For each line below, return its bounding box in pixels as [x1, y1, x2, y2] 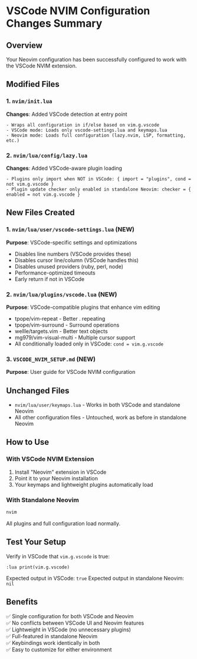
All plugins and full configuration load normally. [6, 519, 121, 527]
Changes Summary [6, 17, 103, 30]
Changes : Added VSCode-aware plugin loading [6, 164, 123, 172]
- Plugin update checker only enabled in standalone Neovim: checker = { [6, 186, 192, 192]
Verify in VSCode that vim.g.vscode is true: [6, 553, 110, 560]
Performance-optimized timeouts [14, 269, 96, 276]
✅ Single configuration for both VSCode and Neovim [6, 612, 134, 619]
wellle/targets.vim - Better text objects [14, 327, 108, 335]
